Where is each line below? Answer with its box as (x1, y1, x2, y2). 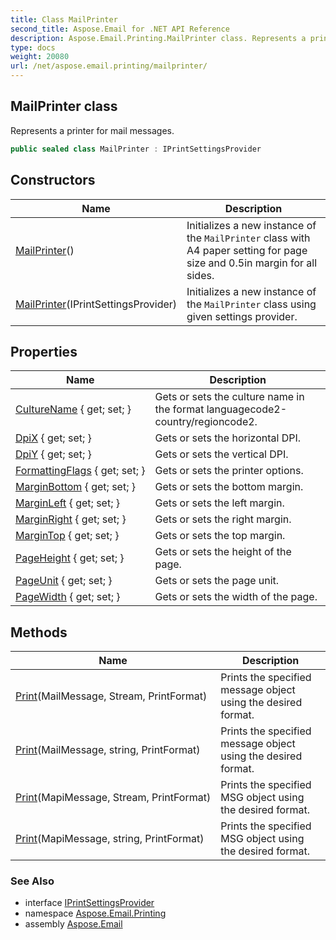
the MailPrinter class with (186, 231, 311, 245)
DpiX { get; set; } (15, 431, 92, 445)
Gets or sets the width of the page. (154, 590, 318, 604)
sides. (186, 268, 215, 282)
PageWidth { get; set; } (15, 590, 121, 604)
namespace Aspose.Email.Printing (24, 907, 167, 920)
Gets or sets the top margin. (154, 529, 286, 543)
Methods (10, 624, 68, 641)
